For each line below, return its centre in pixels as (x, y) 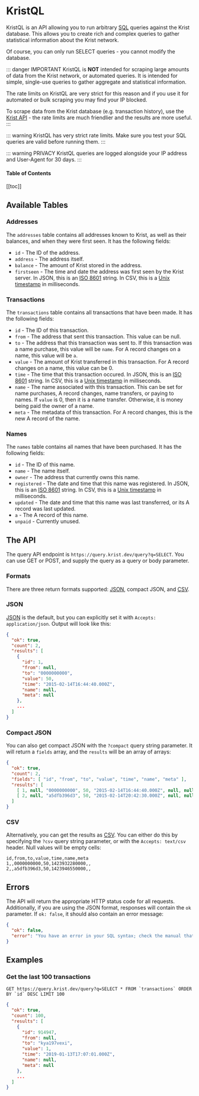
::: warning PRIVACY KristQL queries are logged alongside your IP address (97, 153)
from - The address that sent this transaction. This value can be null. (98, 337)
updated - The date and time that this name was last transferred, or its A (102, 502)
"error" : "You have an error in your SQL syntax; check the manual (97, 936)
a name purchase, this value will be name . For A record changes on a (97, 349)
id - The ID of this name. (45, 465)
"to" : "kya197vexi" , (47, 1043)
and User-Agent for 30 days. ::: (44, 159)
